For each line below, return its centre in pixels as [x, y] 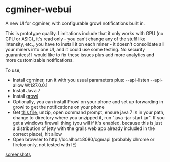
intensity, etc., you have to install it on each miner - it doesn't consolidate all [84, 44]
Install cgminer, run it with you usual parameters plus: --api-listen [81, 80]
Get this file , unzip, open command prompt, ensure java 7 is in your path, [89, 112]
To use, [13, 70]
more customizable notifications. [39, 60]
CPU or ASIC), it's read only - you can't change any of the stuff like [75, 39]
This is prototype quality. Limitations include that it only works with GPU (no [84, 33]
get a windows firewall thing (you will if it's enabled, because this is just [87, 123]
